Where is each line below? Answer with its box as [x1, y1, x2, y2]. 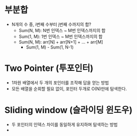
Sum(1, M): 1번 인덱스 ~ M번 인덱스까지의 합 [18, 34, 103, 39]
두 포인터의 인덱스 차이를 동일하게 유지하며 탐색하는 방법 [11, 121, 118, 127]
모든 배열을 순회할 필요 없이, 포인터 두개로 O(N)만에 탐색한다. [11, 85, 127, 91]
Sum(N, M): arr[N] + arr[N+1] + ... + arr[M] [18, 39, 104, 45]
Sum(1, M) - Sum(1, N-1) [26, 44, 74, 50]
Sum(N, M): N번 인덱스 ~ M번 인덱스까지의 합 [18, 27, 106, 33]
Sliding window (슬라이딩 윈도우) [4, 105, 133, 116]
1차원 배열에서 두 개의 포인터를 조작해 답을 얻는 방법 [11, 80, 109, 85]
